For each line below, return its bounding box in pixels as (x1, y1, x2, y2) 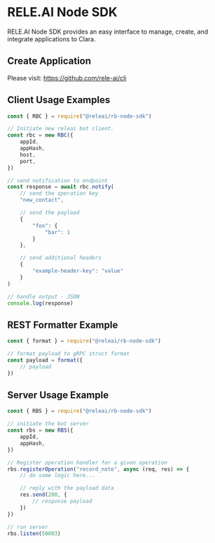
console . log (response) (7, 299, 74, 307)
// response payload (32, 498, 92, 505)
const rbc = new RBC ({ (7, 132, 74, 139)
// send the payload (20, 209, 80, 216)
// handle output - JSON (7, 293, 80, 300)
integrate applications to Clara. (7, 34, 96, 43)
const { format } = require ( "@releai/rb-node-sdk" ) (7, 338, 161, 345)
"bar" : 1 (44, 228, 71, 235)
